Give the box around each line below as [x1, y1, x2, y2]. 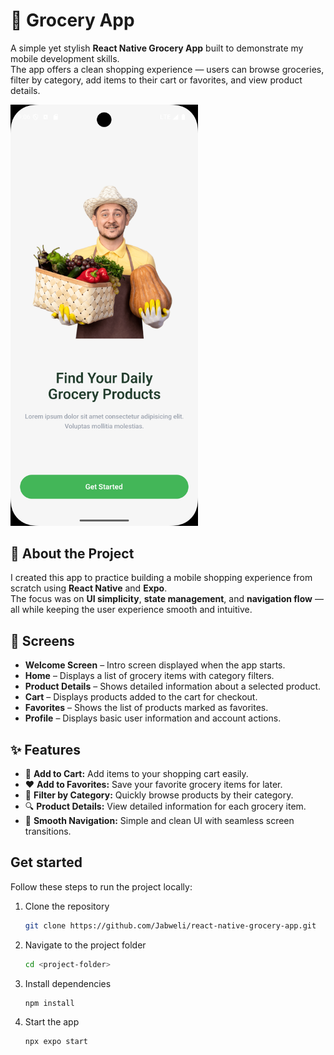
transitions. [24, 825, 72, 838]
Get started [10, 854, 83, 871]
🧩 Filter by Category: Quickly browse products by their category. [24, 789, 294, 801]
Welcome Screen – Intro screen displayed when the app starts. [24, 659, 286, 671]
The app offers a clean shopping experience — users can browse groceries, [10, 63, 325, 75]
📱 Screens [10, 632, 75, 649]
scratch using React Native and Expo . [10, 582, 168, 594]
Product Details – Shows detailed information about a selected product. [24, 680, 322, 693]
